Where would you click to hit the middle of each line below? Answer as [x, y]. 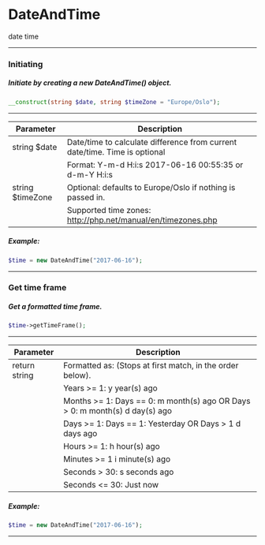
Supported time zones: [109, 210]
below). [77, 375]
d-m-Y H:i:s [90, 174]
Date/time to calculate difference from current [152, 142]
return [24, 366]
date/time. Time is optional [116, 151]
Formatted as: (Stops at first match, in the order [151, 366]
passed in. [86, 197]
